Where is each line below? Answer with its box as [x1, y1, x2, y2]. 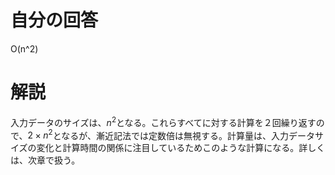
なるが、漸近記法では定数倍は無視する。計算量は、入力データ [61, 129, 315, 141]
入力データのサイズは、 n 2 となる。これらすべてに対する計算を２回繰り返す [10, 114, 317, 128]
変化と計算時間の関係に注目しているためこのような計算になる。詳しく [36, 142, 326, 154]
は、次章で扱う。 [10, 154, 81, 166]
